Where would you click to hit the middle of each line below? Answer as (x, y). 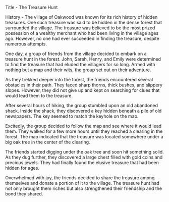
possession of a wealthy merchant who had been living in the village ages (82, 33)
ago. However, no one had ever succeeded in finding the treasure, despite (82, 38)
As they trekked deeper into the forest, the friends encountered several (79, 80)
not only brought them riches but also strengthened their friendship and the (84, 188)
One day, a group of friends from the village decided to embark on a (76, 54)
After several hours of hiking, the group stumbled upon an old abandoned (81, 105)
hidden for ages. (22, 168)
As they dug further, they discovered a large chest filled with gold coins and (84, 157)
